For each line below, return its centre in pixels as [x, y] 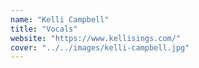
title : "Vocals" [44, 29]
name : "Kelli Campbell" [60, 19]
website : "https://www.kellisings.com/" [96, 38]
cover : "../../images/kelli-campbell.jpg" [100, 47]
